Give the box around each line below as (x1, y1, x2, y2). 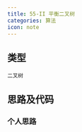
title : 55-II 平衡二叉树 (7, 10, 76, 18)
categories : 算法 (7, 17, 57, 24)
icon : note (7, 23, 40, 31)
